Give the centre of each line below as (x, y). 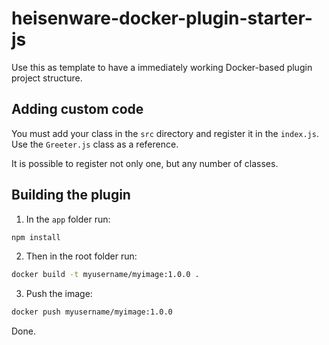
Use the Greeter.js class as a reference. (95, 144)
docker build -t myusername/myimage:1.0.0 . (105, 275)
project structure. (47, 78)
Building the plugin (71, 195)
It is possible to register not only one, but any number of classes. (145, 163)
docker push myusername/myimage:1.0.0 (92, 312)
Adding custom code (77, 109)
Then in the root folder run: (81, 256)
